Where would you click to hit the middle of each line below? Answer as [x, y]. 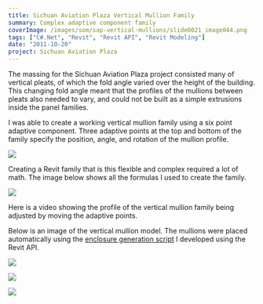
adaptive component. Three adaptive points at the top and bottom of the [125, 131]
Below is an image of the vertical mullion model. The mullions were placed [128, 231]
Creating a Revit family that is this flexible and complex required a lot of [123, 169]
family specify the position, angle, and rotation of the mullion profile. [119, 139]
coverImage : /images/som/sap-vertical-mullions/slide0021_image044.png [128, 30]
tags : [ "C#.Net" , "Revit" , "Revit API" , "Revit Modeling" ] [107, 37]
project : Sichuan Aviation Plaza [63, 52]
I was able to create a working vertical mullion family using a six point [121, 123]
